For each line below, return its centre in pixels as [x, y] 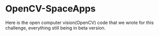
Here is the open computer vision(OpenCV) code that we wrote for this [79, 22]
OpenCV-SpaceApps [50, 9]
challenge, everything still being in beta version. [56, 27]
